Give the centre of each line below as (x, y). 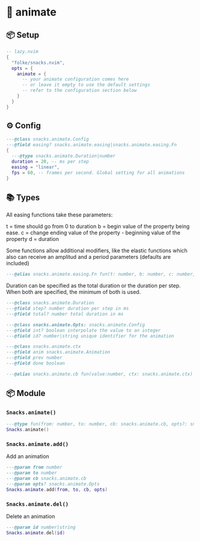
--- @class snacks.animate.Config (48, 140)
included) (18, 263)
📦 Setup (23, 35)
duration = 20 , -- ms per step (50, 161)
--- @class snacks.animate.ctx (44, 347)
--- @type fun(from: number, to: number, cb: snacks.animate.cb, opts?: (97, 424)
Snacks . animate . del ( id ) (36, 533)
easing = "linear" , (36, 167)
